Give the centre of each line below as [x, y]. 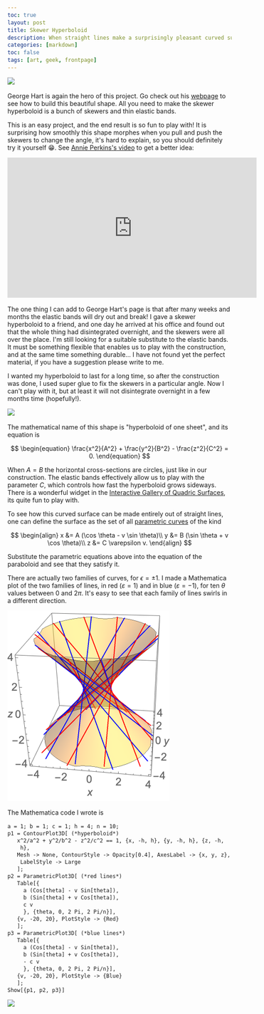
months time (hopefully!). [44, 398]
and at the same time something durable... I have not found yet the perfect [116, 354]
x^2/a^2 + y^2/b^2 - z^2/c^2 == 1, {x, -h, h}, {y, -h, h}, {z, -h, [120, 840]
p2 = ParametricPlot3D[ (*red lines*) [65, 876]
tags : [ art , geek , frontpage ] [52, 61]
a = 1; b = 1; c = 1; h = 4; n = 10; [63, 826]
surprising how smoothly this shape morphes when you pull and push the [115, 132]
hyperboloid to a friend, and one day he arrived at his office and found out [116, 324]
